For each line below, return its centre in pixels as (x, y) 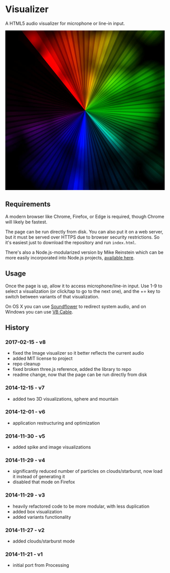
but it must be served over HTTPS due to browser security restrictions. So (82, 237)
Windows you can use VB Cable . (39, 312)
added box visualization (37, 511)
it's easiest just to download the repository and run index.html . (71, 242)
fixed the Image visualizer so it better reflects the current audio (78, 353)
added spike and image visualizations (52, 447)
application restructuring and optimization (56, 423)
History (17, 328)
